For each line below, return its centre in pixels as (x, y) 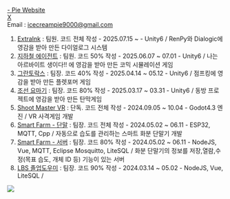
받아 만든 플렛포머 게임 (61, 82)
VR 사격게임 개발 (51, 116)
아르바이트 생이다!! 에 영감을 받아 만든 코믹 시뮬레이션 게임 (95, 64)
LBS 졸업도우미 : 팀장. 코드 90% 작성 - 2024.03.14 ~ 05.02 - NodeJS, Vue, (120, 168)
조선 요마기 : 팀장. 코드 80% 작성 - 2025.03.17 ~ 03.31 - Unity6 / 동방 (112, 90)
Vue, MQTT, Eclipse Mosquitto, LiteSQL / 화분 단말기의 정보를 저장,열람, (116, 150)
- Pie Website (27, 10)
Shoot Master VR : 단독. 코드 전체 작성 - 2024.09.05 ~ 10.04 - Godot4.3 (116, 107)
